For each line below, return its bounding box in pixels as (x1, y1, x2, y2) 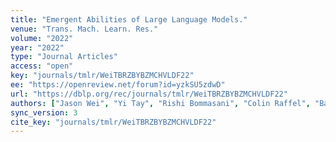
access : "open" (10, 61, 74, 71)
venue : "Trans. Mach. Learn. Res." (10, 24, 159, 34)
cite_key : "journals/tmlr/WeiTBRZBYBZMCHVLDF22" (10, 117, 217, 127)
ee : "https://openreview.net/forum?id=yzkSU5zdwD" (10, 80, 226, 90)
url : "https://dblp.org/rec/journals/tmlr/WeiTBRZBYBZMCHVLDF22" (10, 89, 288, 99)
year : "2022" (10, 42, 65, 53)
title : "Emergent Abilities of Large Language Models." (10, 14, 248, 25)
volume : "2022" (10, 33, 74, 43)
